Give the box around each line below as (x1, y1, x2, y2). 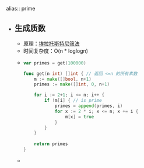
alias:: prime (6, 5, 36, 12)
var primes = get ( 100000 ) (23, 60, 86, 66)
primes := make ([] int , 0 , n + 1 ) (34, 81, 110, 87)
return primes (34, 141, 68, 147)
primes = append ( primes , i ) (54, 103, 123, 109)
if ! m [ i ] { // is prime (44, 98, 102, 104)
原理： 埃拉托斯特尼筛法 (23, 40, 80, 47)
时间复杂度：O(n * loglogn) (23, 47, 89, 54)
